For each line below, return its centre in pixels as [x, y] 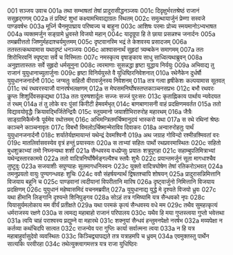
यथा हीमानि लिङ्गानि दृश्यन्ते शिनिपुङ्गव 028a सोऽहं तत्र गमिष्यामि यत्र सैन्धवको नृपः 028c [106, 197]
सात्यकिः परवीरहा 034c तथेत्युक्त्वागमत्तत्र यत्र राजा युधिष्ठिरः [73, 244]
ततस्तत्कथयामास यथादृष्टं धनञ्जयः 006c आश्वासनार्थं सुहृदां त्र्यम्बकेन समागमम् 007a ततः [106, 49]
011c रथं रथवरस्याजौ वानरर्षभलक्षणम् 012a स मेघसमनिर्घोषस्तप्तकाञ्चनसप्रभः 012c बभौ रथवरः [111, 88]
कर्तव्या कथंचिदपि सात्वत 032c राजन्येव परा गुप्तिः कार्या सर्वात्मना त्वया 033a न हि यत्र [101, 228]
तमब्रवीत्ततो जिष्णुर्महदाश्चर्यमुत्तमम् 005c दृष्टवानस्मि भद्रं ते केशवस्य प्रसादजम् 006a [97, 42]
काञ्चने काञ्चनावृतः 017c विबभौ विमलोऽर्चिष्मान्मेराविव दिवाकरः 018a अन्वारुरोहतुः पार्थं [101, 127]
